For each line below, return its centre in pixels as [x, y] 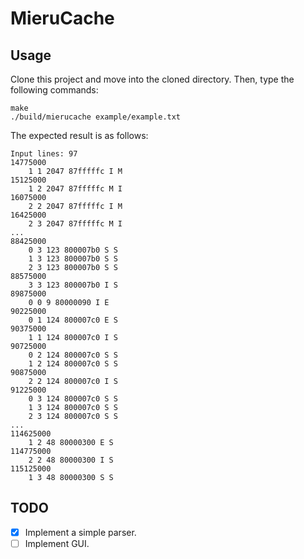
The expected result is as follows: [79, 135]
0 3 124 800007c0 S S [73, 399]
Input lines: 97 [44, 154]
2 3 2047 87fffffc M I [75, 224]
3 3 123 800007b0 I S [73, 285]
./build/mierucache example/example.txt [96, 117]
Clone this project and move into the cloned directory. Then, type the [152, 79]
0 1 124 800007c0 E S [73, 320]
